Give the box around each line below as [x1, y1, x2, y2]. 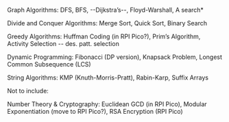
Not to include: [7, 87, 49, 95]
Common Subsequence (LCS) [7, 60, 91, 68]
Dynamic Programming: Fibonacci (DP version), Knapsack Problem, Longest [7, 53, 223, 61]
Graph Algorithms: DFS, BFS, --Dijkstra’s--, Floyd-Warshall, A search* [7, 6, 204, 14]
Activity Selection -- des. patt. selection [7, 40, 120, 47]
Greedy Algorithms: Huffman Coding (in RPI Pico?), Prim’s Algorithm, [7, 32, 201, 40]
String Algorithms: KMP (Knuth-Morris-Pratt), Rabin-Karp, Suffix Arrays [7, 73, 209, 82]
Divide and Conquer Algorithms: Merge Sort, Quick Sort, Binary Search [7, 19, 208, 27]
